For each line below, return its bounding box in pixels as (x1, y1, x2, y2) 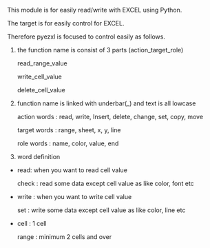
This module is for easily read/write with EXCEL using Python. (7, 6, 182, 14)
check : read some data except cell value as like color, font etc (17, 179, 194, 187)
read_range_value (17, 59, 67, 68)
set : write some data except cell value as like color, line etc (17, 206, 186, 214)
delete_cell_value (17, 86, 65, 94)
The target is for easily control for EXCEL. (7, 19, 125, 27)
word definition (17, 153, 61, 161)
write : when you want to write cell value (17, 193, 132, 200)
